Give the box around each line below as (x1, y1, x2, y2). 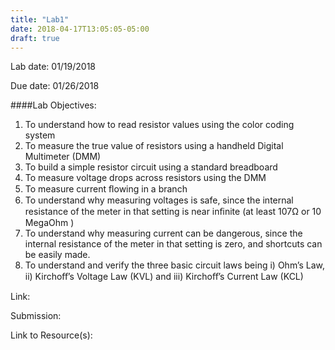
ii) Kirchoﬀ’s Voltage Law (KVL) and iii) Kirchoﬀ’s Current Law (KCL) (24, 271, 304, 283)
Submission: (10, 310, 62, 322)
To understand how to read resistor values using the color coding (24, 119, 295, 131)
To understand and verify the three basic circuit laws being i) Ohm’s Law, (24, 259, 326, 271)
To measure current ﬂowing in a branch (24, 183, 188, 195)
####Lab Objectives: (10, 99, 97, 111)
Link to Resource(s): (10, 329, 93, 341)
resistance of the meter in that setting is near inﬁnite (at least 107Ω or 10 (24, 206, 322, 218)
